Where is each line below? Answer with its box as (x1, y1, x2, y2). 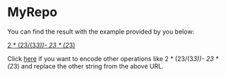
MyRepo (7, 4, 58, 20)
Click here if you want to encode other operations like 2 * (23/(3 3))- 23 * (7, 54, 219, 63)
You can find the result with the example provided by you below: (7, 27, 195, 36)
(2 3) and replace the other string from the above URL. (7, 62, 164, 70)
